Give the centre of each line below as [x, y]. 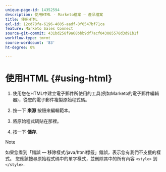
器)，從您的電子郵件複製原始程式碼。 [51, 99]
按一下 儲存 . [25, 132]
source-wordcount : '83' [30, 43]
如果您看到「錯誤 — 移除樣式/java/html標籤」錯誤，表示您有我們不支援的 [81, 152]
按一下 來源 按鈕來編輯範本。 [43, 110]
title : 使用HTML [21, 19]
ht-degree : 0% [20, 47]
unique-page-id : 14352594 [32, 10]
